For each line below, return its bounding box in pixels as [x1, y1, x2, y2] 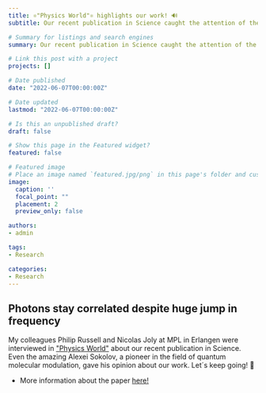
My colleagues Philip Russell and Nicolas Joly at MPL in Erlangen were [8, 335, 239, 345]
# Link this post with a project [8, 55, 119, 63]
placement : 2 [15, 200, 59, 208]
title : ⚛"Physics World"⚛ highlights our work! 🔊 [8, 11, 178, 20]
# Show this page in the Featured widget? [8, 142, 150, 150]
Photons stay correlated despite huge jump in [8, 302, 237, 315]
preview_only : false [15, 208, 83, 216]
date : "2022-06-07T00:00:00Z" [8, 84, 108, 92]
